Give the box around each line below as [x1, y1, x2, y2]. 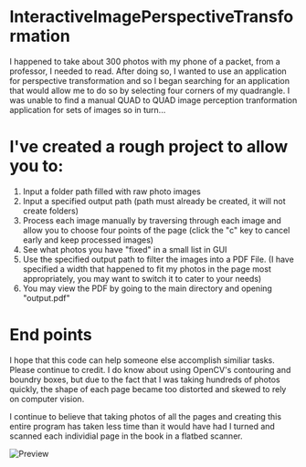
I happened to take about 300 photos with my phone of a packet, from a [9, 56, 280, 67]
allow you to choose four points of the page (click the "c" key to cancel [22, 224, 290, 235]
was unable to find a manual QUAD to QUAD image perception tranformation [9, 94, 298, 106]
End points [9, 325, 93, 346]
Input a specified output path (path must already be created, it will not [22, 195, 286, 206]
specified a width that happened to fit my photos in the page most [22, 263, 271, 275]
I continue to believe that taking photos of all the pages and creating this [9, 410, 281, 421]
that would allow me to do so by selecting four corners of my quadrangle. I [9, 85, 290, 96]
